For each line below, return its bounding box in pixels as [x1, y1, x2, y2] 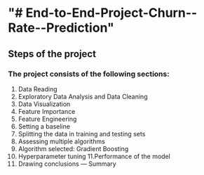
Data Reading [18, 84, 57, 93]
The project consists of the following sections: [8, 69, 170, 79]
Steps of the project [8, 48, 97, 60]
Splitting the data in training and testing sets [18, 129, 146, 138]
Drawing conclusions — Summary [18, 160, 116, 168]
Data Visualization [18, 100, 71, 108]
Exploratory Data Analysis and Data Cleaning [18, 92, 148, 101]
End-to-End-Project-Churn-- [25, 5, 198, 21]
